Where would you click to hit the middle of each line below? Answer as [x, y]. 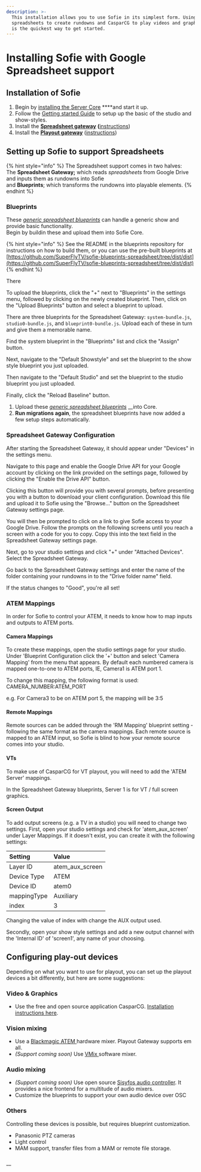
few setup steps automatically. [52, 420]
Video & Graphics [32, 993]
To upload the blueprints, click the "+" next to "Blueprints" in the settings [96, 293]
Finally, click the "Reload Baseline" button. [58, 395]
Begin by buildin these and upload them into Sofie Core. [75, 233]
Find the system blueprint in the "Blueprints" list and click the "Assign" [93, 341]
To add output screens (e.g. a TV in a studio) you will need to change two [97, 822]
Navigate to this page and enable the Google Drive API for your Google [93, 466]
